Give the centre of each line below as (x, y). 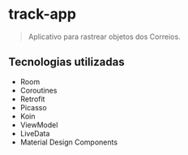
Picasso (33, 107)
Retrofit (32, 99)
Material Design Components (69, 142)
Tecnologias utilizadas (66, 62)
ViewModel (39, 125)
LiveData (35, 133)
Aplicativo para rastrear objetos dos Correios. (104, 37)
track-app (43, 14)
